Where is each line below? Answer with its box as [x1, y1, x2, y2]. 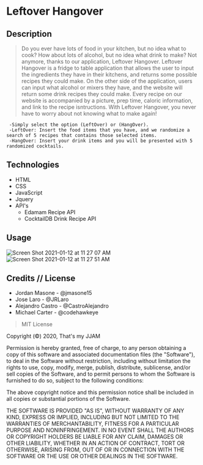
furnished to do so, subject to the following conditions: [6, 377, 144, 384]
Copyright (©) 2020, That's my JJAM [6, 332, 101, 340]
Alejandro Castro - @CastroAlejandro [15, 302, 109, 310]
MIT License [21, 321, 53, 328]
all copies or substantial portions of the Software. [6, 395, 130, 403]
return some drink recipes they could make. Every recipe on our [21, 91, 182, 97]
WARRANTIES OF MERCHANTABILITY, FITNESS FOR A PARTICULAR [6, 420, 179, 428]
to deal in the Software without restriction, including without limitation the [6, 357, 191, 365]
